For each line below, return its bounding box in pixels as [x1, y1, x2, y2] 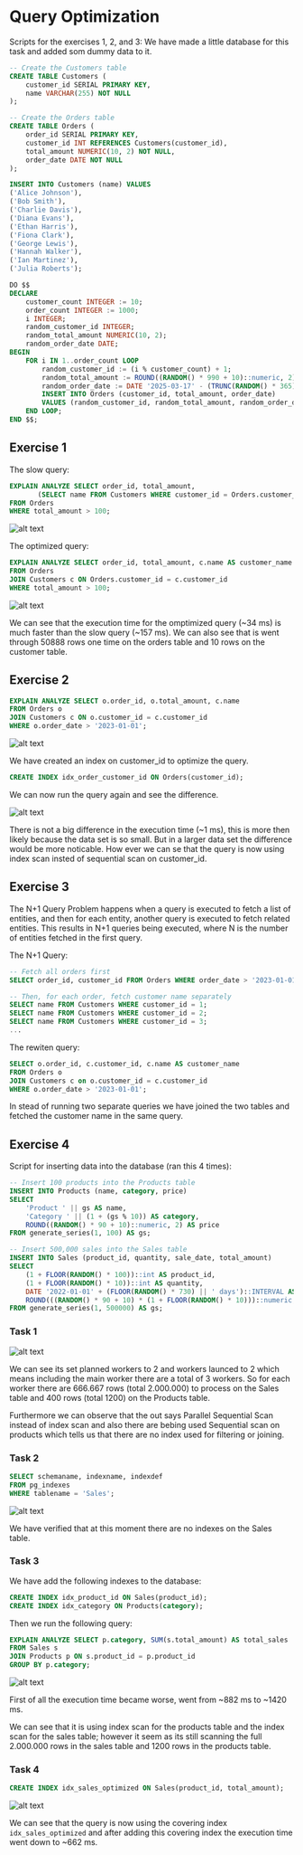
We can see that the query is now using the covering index [9, 1818, 228, 1829]
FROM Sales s [9, 1643, 59, 1652]
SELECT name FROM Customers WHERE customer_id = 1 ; [9, 1000, 207, 1009]
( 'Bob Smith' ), [9, 197, 67, 206]
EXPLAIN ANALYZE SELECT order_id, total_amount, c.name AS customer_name [9, 558, 293, 567]
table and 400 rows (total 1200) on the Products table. [9, 1392, 210, 1403]
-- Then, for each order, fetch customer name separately [9, 992, 232, 1001]
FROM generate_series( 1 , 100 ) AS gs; [9, 1228, 151, 1238]
